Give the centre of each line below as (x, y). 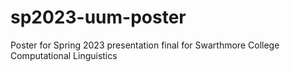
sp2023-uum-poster (98, 17)
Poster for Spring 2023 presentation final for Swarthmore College (145, 45)
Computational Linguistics (64, 55)
